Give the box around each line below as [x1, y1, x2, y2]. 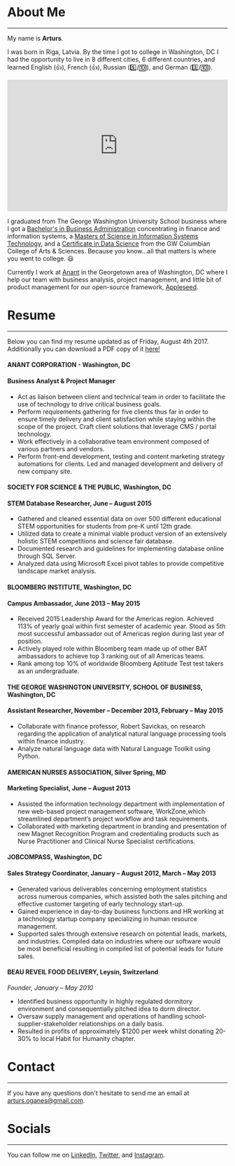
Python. [17, 752, 41, 760]
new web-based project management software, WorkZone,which [17, 807, 206, 815]
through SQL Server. [17, 552, 77, 560]
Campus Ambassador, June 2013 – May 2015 [7, 599, 141, 607]
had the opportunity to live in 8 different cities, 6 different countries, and [7, 55, 215, 63]
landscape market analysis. [17, 567, 97, 576]
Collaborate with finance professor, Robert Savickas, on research [17, 722, 206, 731]
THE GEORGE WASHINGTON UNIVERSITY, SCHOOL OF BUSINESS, [7, 682, 203, 691]
